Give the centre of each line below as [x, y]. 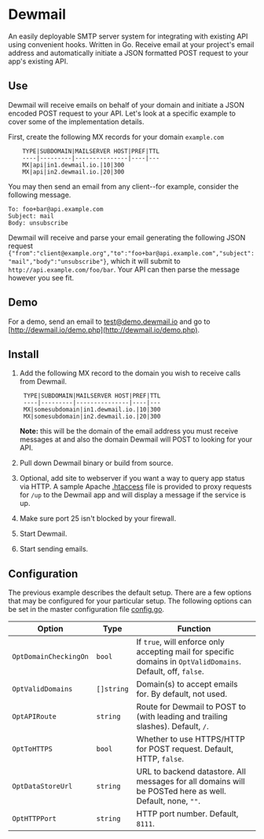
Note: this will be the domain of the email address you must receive [129, 431]
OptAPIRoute [35, 717]
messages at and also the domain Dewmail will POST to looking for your [136, 440]
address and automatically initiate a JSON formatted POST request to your [128, 53]
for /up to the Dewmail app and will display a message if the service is [132, 495]
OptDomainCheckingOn [50, 657]
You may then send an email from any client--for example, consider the [123, 186]
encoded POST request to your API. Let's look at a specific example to [122, 113]
